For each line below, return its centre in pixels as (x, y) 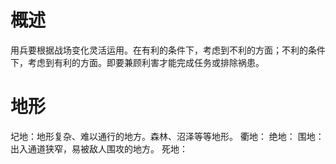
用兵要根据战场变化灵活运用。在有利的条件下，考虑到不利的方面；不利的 (159, 50)
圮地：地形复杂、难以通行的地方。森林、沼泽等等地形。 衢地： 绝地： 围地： (167, 136)
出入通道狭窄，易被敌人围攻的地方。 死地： (99, 148)
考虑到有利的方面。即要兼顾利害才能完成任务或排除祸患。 (146, 62)
